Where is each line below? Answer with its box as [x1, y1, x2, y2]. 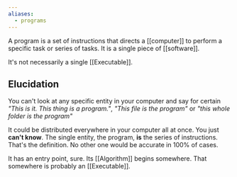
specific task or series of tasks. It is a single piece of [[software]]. [8, 44, 200, 52]
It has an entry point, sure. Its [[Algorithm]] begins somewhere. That [8, 154, 207, 163]
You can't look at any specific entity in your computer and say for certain [8, 97, 221, 105]
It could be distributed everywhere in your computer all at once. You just [8, 125, 219, 135]
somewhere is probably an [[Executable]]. [8, 162, 131, 171]
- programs [14, 17, 47, 24]
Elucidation [8, 78, 60, 90]
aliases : [8, 10, 34, 18]
